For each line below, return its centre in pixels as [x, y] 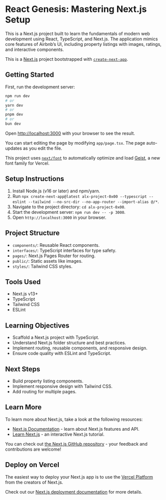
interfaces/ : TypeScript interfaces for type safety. [64, 250]
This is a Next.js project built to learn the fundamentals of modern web [78, 33]
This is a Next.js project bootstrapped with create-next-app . [67, 59]
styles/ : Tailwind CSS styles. [42, 266]
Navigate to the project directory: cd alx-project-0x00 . [69, 207]
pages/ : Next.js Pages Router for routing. [54, 256]
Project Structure [32, 233]
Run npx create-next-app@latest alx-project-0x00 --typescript [80, 196]
